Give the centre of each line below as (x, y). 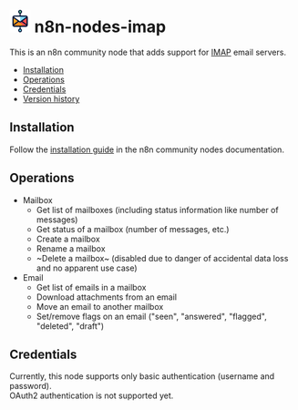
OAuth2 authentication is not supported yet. (92, 395)
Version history (51, 98)
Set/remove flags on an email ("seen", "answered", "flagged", (151, 316)
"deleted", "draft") (70, 326)
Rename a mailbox (71, 248)
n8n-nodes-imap (100, 27)
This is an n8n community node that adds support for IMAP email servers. (148, 52)
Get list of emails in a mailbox (91, 287)
